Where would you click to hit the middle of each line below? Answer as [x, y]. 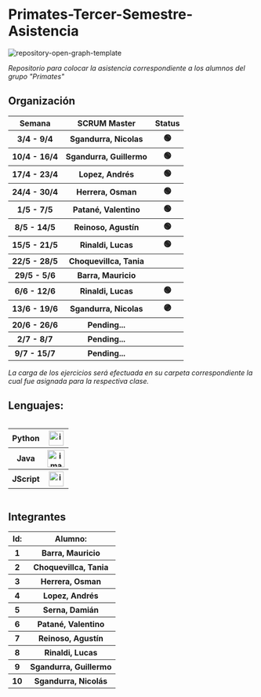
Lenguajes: [36, 406]
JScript [26, 479]
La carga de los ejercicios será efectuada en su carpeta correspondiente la [130, 372]
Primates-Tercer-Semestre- [101, 15]
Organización [42, 101]
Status [167, 123]
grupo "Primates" [36, 76]
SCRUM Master [106, 123]
